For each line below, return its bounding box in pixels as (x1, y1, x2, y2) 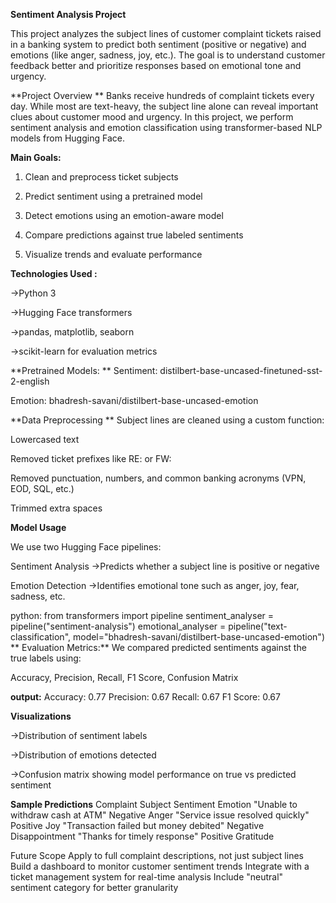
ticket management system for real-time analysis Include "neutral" (10, 871, 284, 883)
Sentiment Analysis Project (10, 9, 127, 20)
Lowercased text (10, 434, 80, 445)
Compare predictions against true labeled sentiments (24, 229, 244, 241)
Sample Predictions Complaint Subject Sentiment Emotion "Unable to (10, 799, 298, 810)
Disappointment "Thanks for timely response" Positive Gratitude (10, 830, 275, 842)
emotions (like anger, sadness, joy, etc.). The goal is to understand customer (10, 49, 326, 61)
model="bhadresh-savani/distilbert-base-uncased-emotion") (72, 631, 325, 643)
